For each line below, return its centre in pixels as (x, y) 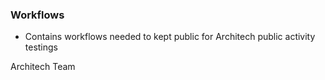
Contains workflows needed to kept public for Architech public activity (170, 37)
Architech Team (43, 67)
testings (41, 47)
